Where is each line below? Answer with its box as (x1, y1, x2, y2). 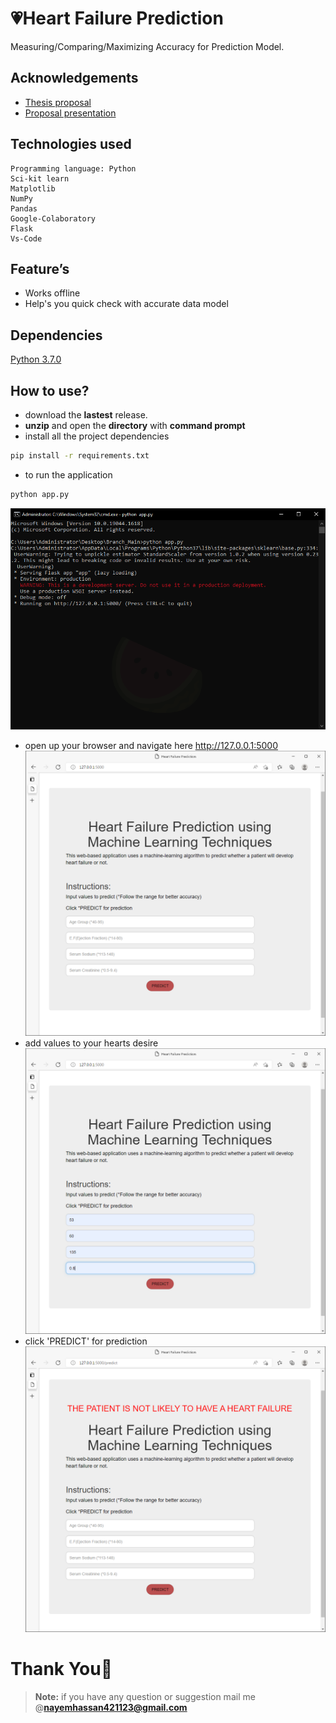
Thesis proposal (24, 96, 92, 108)
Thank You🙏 (10, 1658, 113, 1681)
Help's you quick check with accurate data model (24, 298, 229, 310)
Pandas (10, 203, 38, 214)
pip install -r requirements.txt (10, 451, 150, 461)
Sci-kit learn (10, 173, 70, 184)
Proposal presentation (24, 107, 117, 119)
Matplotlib (10, 183, 56, 194)
